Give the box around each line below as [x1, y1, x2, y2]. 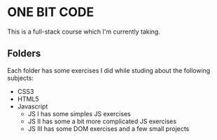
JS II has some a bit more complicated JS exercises [27, 117, 177, 125]
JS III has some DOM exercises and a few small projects [27, 124, 190, 133]
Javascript [17, 102, 48, 111]
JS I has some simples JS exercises [27, 109, 131, 118]
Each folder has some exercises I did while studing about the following [7, 66, 211, 74]
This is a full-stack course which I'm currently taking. [7, 27, 161, 36]
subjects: [7, 73, 34, 82]
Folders [7, 48, 41, 59]
